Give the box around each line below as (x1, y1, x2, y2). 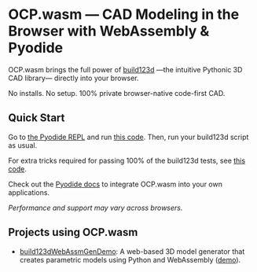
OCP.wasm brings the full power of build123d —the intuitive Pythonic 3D (8, 64, 243, 74)
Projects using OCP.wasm (8, 226, 138, 239)
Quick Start (8, 112, 65, 125)
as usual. (8, 140, 38, 150)
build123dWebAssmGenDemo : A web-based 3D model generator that (19, 246, 245, 256)
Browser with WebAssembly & (8, 22, 210, 40)
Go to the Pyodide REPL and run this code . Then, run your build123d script (8, 132, 249, 142)
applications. (8, 187, 50, 197)
